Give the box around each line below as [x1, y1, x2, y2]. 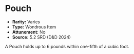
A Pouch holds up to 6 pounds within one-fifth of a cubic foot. [5, 43, 130, 49]
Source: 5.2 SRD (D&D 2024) [12, 34, 71, 40]
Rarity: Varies [12, 19, 40, 25]
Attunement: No [12, 29, 46, 35]
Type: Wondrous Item [12, 24, 56, 29]
